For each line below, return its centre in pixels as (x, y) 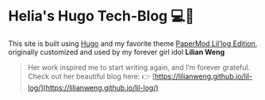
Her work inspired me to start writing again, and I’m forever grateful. (139, 67)
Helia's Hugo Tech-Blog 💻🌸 (101, 16)
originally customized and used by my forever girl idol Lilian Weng (116, 52)
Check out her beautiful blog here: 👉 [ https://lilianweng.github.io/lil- (140, 76)
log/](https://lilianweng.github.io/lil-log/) (93, 87)
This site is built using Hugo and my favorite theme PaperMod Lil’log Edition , (133, 43)
